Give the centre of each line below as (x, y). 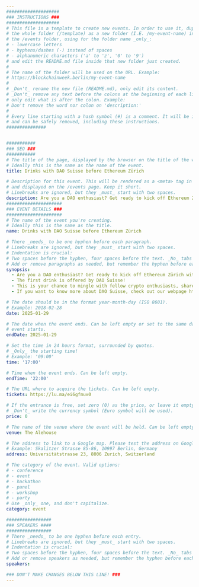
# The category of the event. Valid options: (63, 465)
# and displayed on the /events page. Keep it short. (74, 187)
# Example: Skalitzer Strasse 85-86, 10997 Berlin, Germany (82, 449)
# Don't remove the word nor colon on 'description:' (74, 105)
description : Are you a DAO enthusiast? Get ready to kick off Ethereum (98, 198)
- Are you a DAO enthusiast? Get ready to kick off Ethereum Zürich (98, 275)
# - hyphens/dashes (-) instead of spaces (59, 50)
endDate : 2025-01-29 (32, 335)
